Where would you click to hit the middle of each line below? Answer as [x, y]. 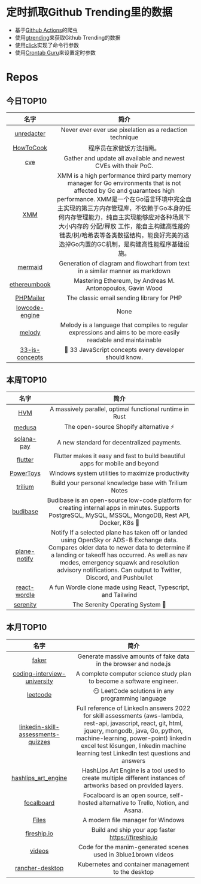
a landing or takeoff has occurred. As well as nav [119, 555]
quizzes [39, 742]
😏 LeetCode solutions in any [134, 691]
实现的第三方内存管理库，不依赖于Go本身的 [124, 208]
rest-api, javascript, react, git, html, [134, 723]
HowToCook [30, 148]
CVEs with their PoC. [124, 166]
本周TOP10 [27, 380]
